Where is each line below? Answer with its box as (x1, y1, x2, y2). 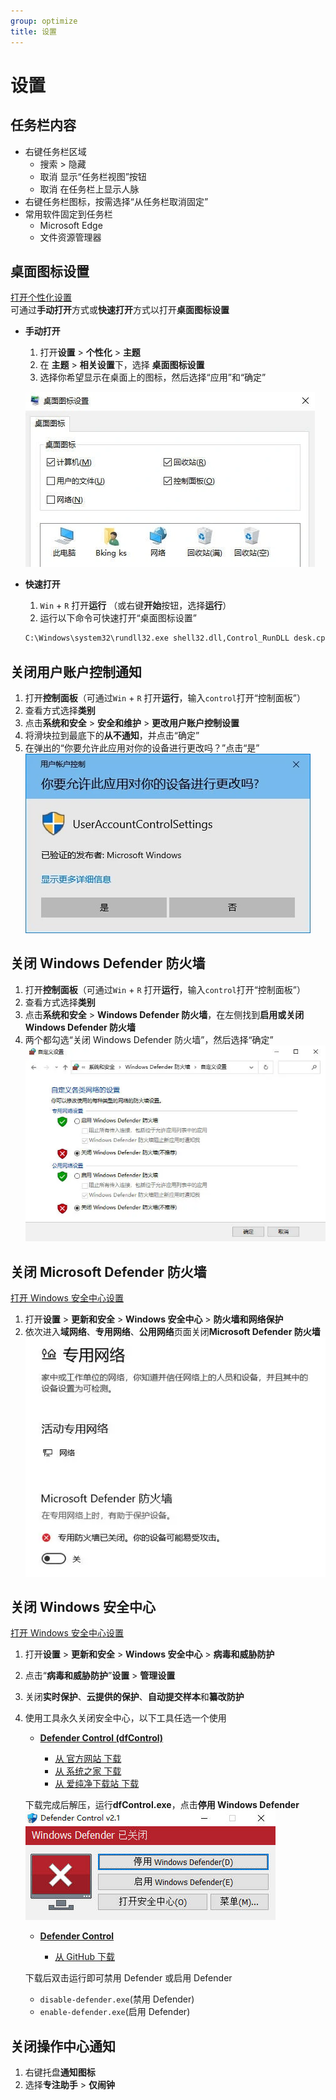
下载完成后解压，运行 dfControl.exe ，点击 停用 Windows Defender (24, 1799, 300, 1811)
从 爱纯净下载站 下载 (54, 1778, 140, 1790)
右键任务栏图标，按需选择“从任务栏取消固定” (24, 195, 209, 207)
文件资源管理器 (39, 231, 102, 243)
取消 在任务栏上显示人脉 (39, 183, 140, 195)
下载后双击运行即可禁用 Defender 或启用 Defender (24, 1972, 233, 1984)
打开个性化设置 (10, 291, 72, 304)
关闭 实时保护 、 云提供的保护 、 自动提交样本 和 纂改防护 (24, 1691, 245, 1703)
